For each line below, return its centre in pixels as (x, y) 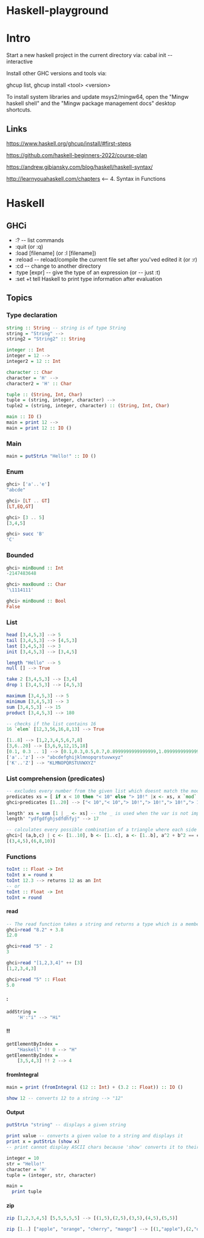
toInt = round (24, 898)
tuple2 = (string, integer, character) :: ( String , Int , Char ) (88, 406)
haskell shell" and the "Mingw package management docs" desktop (91, 103)
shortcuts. (19, 110)
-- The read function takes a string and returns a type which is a (95, 924)
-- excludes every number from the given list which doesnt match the (97, 791)
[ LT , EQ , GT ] (20, 506)
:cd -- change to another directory (58, 266)
